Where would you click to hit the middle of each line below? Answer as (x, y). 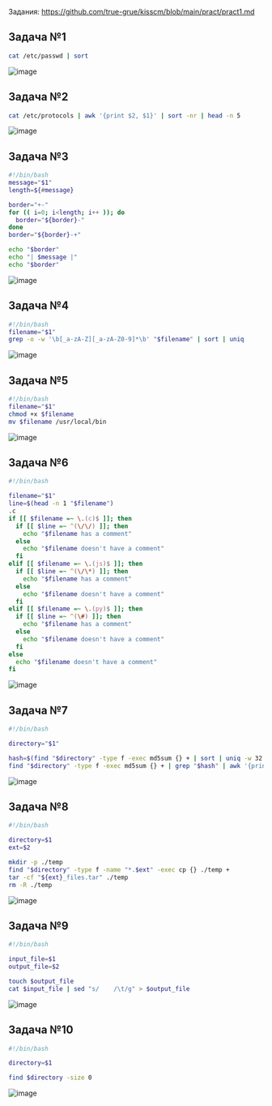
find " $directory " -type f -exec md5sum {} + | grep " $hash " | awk (125, 765)
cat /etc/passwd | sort (49, 56)
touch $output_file (41, 981)
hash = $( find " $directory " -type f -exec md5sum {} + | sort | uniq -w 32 (136, 758)
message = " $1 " (30, 183)
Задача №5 (38, 380)
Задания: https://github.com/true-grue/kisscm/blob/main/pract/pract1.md (132, 12)
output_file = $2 (34, 967)
